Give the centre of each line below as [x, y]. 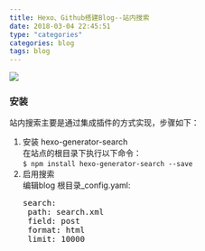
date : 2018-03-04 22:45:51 [60, 26]
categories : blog [42, 43]
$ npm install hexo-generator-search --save [107, 164]
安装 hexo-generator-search [75, 142]
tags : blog [30, 51]
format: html [56, 230]
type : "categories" [46, 34]
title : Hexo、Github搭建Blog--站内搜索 [79, 18]
